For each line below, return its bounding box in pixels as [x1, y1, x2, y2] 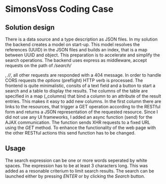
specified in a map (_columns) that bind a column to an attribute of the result [5, 93, 162, 99]
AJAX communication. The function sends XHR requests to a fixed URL [5, 120, 151, 125]
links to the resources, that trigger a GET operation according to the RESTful [5, 104, 161, 109]
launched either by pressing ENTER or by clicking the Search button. [5, 173, 145, 179]
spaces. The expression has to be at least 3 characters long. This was [5, 162, 148, 169]
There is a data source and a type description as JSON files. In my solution [5, 36, 158, 42]
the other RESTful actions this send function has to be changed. [5, 130, 136, 136]
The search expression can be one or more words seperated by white [5, 157, 148, 163]
